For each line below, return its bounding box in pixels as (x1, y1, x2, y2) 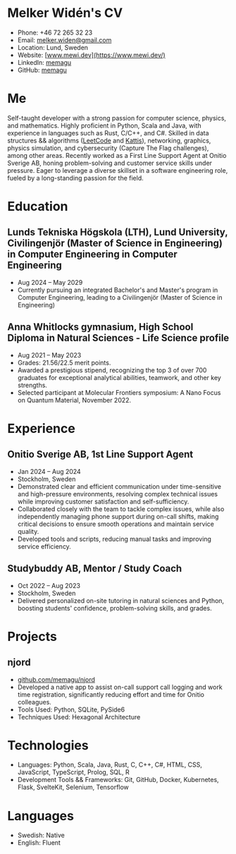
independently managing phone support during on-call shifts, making (17, 512, 219, 520)
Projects (7, 628, 58, 645)
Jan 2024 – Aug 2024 (17, 467, 81, 475)
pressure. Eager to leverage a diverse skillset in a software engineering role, (7, 166, 228, 174)
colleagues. (17, 697, 51, 706)
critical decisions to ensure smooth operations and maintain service (17, 520, 215, 528)
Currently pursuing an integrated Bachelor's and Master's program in (17, 286, 218, 294)
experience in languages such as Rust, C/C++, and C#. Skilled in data (7, 128, 209, 137)
